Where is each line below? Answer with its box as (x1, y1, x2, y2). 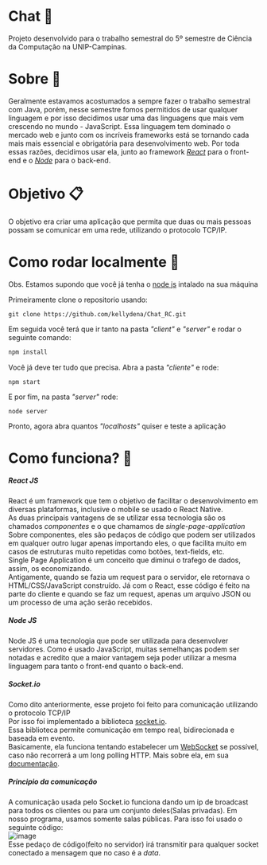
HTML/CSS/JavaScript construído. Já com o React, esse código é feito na (8, 581, 250, 590)
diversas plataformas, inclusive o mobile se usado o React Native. (8, 504, 224, 514)
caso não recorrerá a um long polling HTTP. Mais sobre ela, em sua (8, 750, 229, 760)
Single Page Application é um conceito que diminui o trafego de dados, (8, 555, 241, 565)
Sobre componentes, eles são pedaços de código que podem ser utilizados (8, 530, 256, 539)
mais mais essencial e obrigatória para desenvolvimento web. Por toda (8, 139, 240, 148)
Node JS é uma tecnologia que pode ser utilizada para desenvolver (8, 636, 229, 645)
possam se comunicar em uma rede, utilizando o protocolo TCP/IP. (8, 225, 227, 234)
